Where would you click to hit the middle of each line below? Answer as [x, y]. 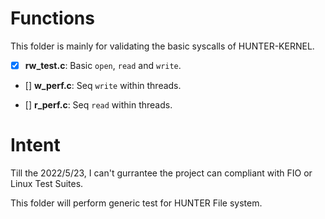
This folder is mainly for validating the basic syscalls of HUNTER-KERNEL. [162, 46]
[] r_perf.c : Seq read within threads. [98, 105]
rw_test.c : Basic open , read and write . [103, 65]
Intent [35, 145]
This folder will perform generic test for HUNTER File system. [136, 203]
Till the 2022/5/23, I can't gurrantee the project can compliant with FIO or [161, 173]
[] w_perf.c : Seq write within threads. [103, 85]
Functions [52, 18]
